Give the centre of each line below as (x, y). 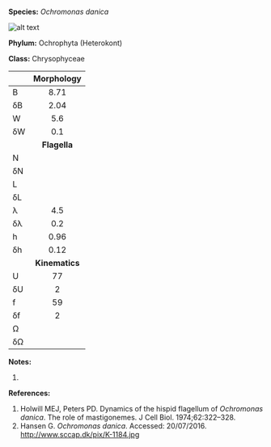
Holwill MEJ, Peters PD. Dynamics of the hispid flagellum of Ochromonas (142, 409)
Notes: (20, 362)
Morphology (58, 78)
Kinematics (57, 263)
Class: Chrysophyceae (47, 59)
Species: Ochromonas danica (59, 12)
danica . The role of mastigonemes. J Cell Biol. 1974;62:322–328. (128, 417)
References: (30, 393)
